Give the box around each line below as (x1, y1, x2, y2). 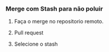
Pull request (14, 29, 44, 36)
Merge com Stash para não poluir (5, 5, 103, 13)
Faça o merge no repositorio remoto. (14, 18, 104, 25)
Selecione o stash (14, 40, 58, 48)
